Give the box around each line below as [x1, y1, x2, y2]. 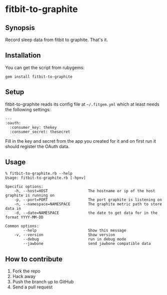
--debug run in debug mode [23, 237, 126, 242]
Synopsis [5, 24, 35, 32]
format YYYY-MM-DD [5, 215, 43, 220]
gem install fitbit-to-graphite [5, 74, 72, 79]
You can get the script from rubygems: [5, 64, 85, 71]
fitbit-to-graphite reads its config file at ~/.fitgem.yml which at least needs [5, 101, 159, 107]
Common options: [5, 224, 39, 229]
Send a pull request [12, 284, 53, 290]
